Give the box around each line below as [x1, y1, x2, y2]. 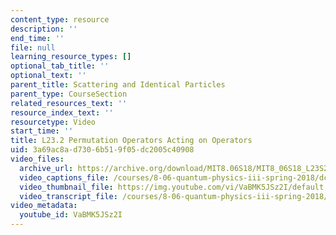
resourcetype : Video [10, 117, 97, 127]
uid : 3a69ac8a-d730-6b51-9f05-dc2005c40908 [10, 145, 195, 155]
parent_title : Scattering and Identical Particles [10, 80, 226, 90]
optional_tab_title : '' [10, 61, 110, 71]
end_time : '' [10, 33, 65, 43]
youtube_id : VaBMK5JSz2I [19, 210, 123, 220]
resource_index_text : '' [10, 107, 114, 118]
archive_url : [19, 163, 74, 173]
